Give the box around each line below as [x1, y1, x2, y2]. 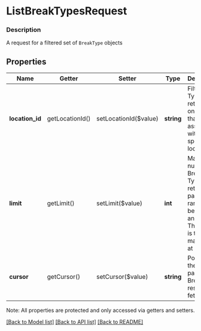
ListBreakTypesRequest [6, 4, 127, 18]
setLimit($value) [96, 199, 142, 207]
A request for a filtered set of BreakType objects [6, 39, 123, 46]
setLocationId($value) [96, 115, 159, 123]
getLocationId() [47, 115, 91, 123]
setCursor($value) [96, 273, 148, 281]
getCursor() [47, 273, 81, 281]
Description [6, 26, 41, 34]
